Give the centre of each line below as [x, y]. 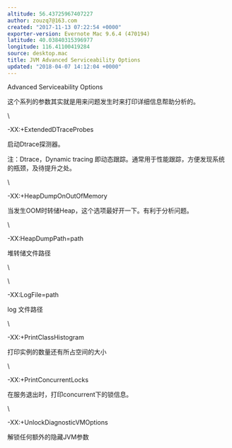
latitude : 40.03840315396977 [50, 40]
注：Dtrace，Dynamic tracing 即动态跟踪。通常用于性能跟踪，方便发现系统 [116, 159]
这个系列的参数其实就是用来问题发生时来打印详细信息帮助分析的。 [103, 101]
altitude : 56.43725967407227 [50, 14]
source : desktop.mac [38, 54]
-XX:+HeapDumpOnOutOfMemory [57, 196]
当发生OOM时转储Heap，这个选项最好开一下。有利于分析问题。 [100, 211]
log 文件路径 [25, 309]
